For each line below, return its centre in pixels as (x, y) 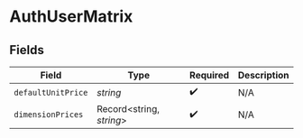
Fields (27, 50)
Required (209, 75)
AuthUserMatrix (71, 17)
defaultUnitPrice (51, 92)
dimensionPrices (49, 115)
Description (263, 75)
